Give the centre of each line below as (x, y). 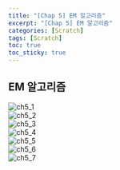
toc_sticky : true (37, 53)
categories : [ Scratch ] (46, 30)
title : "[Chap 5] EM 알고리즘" (57, 16)
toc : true (25, 45)
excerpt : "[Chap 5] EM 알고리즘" (61, 23)
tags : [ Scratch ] (35, 38)
